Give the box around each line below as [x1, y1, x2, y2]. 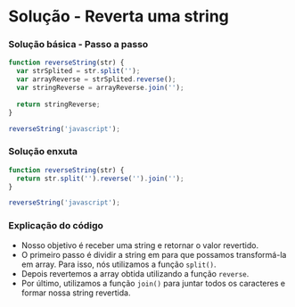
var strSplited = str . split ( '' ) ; [16, 67, 141, 76]
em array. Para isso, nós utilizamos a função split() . [20, 259, 217, 270]
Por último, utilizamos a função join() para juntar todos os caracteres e [20, 278, 286, 288]
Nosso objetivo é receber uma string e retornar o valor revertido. [20, 239, 259, 251]
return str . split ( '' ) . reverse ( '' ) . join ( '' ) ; [16, 174, 184, 183]
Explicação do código [8, 220, 104, 232]
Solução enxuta [8, 145, 78, 158]
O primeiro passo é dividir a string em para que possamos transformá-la [20, 249, 287, 260]
